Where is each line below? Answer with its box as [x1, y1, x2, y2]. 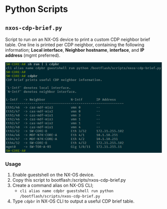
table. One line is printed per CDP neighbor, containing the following [5, 42, 145, 48]
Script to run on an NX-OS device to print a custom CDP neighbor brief [5, 36, 150, 42]
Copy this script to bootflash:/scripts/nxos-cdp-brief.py [12, 177, 126, 183]
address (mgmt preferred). [5, 52, 61, 58]
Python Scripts [5, 3, 68, 15]
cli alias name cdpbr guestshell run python [19, 189, 114, 194]
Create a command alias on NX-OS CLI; [12, 183, 93, 188]
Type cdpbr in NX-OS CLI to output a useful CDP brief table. [12, 198, 135, 204]
